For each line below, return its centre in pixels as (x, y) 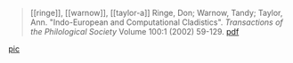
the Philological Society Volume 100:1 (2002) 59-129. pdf (134, 31)
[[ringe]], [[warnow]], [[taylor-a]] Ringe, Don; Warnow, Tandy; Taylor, (156, 13)
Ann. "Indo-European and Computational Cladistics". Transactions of (157, 22)
